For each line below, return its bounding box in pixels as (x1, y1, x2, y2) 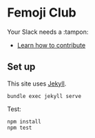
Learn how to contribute (17, 41, 86, 49)
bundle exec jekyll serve (7, 92, 81, 99)
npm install (7, 118, 41, 125)
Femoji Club (7, 5, 77, 21)
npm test (7, 124, 32, 131)
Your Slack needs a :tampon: (7, 28, 89, 36)
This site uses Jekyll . (7, 79, 67, 88)
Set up (7, 61, 36, 73)
